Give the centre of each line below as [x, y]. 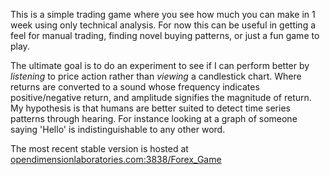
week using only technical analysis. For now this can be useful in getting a [163, 25]
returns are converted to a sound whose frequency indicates [135, 87]
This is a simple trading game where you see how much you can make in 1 [163, 14]
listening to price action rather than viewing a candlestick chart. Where [156, 76]
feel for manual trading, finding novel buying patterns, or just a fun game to [165, 35]
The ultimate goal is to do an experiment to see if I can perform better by [160, 65]
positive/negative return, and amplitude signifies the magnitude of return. [161, 97]
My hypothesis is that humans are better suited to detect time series [150, 108]
